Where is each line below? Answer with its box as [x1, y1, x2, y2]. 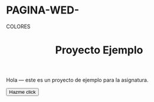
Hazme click [9, 89, 36, 96]
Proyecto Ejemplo [55, 43, 143, 57]
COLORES [6, 23, 31, 30]
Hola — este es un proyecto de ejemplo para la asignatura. [6, 77, 149, 84]
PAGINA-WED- [6, 4, 80, 17]
